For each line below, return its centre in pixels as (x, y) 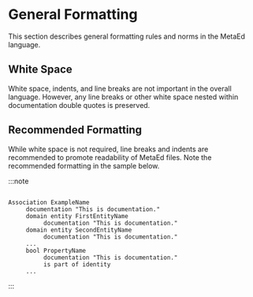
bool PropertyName (56, 251)
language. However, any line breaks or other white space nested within (123, 97)
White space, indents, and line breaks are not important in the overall (120, 88)
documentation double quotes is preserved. (79, 105)
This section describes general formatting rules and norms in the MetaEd (127, 36)
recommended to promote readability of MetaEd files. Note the (110, 157)
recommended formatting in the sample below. (84, 165)
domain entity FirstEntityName (77, 216)
